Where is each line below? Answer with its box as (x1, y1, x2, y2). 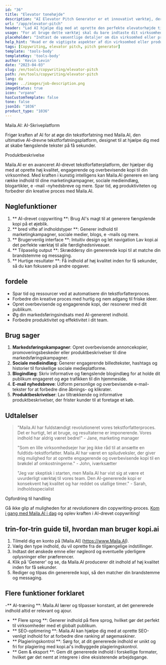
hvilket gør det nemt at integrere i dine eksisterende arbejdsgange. (12, 654, 148, 660)
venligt (12, 633, 26, 639)
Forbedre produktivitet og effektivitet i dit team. (12, 317, 109, 323)
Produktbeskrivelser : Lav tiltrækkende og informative (12, 392, 123, 398)
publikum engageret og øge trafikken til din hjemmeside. (12, 376, 127, 382)
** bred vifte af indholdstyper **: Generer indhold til (12, 226, 118, 232)
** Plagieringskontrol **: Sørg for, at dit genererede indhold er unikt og (12, 638, 156, 644)
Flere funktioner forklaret (5, 589, 85, 598)
